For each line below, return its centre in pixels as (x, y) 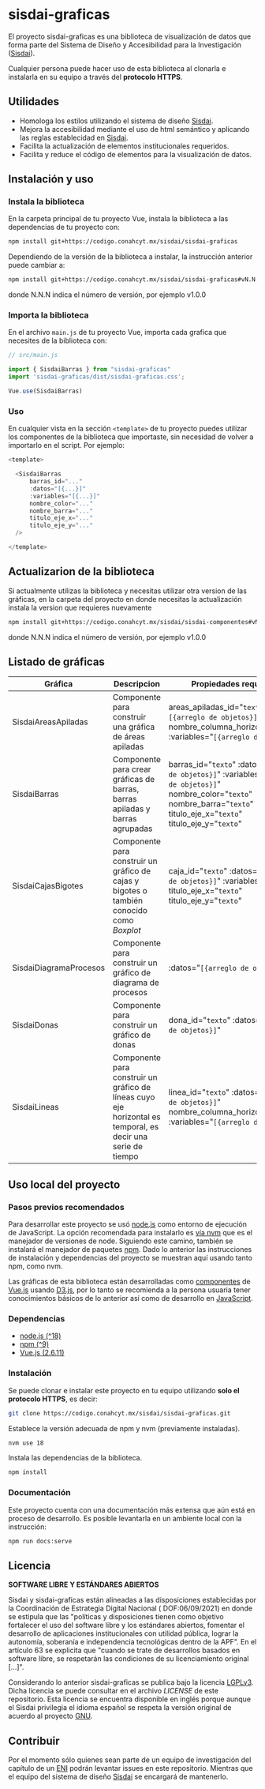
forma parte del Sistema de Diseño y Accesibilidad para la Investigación (125, 44)
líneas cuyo (134, 1097)
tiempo (126, 1156)
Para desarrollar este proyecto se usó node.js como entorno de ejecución (127, 1224)
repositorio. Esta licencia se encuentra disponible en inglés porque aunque (129, 1699)
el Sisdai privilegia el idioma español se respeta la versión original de (120, 1708)
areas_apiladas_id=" (206, 707)
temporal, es (136, 1127)
